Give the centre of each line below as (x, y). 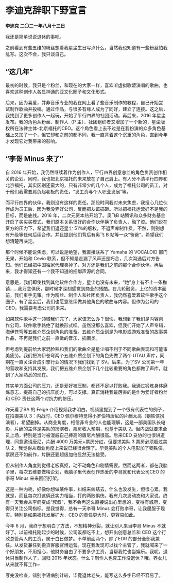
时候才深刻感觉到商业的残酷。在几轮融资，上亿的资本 (106, 288)
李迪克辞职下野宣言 (46, 11)
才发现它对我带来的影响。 (32, 141)
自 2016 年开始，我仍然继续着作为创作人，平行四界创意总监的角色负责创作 (84, 172)
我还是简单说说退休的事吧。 (35, 37)
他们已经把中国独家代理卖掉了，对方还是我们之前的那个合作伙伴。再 (86, 265)
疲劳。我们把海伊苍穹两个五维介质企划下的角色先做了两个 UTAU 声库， (85, 355)
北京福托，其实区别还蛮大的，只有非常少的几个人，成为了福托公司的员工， (84, 185)
